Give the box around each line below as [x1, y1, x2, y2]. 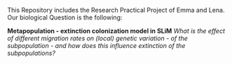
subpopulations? [7, 49, 56, 57]
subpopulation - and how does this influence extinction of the [7, 42, 186, 49]
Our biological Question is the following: [7, 13, 123, 22]
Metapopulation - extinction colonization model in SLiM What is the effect [7, 27, 226, 35]
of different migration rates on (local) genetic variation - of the [7, 34, 188, 42]
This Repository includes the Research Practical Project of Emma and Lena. [7, 6, 225, 14]
